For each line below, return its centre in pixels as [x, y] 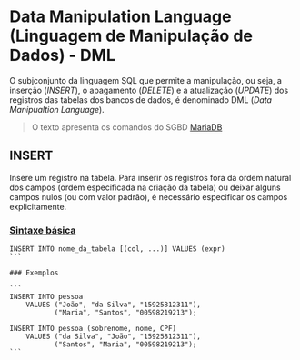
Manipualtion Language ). [57, 109]
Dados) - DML [63, 55]
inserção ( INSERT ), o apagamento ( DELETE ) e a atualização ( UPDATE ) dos [149, 90]
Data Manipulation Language [120, 17]
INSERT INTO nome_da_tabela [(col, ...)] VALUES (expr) [117, 249]
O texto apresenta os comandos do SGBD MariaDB [127, 127]
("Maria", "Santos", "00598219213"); [125, 313]
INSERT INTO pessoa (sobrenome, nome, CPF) [93, 329]
